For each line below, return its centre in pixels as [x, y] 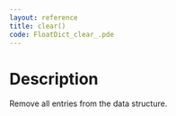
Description [54, 79]
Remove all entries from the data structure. [88, 103]
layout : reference [44, 18]
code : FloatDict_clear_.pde [62, 34]
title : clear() [38, 26]
